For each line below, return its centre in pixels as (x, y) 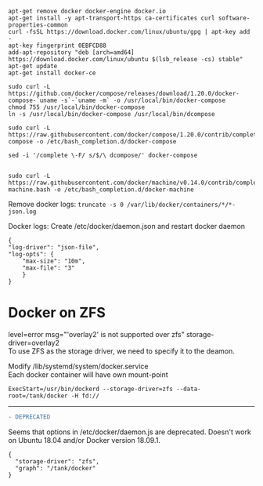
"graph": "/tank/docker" (56, 468)
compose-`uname (33, 100)
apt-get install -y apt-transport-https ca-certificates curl (112, 18)
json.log (22, 212)
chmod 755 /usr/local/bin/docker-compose (77, 107)
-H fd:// (85, 396)
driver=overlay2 (34, 343)
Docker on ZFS (57, 313)
